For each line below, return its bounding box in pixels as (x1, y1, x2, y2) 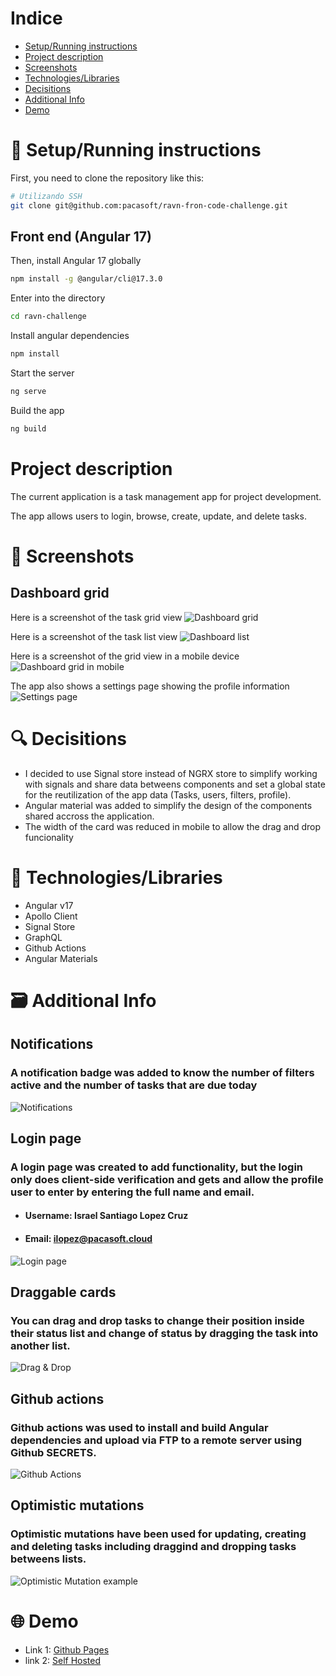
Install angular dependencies (10, 330, 130, 342)
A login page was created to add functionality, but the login (10, 1160, 304, 1174)
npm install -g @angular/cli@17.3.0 (10, 274, 163, 284)
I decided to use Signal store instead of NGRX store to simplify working (24, 767, 318, 779)
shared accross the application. (24, 810, 155, 822)
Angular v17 (24, 899, 74, 911)
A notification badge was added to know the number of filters (10, 1066, 315, 1080)
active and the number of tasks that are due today (10, 1078, 258, 1092)
